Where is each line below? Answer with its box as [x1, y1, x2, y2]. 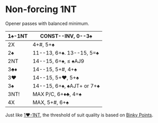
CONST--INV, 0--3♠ [39, 32, 93, 39]
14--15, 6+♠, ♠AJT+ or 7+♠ [32, 82, 100, 89]
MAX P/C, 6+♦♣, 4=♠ [32, 90, 82, 98]
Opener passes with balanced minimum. [5, 20, 90, 26]
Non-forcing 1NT [5, 4, 77, 15]
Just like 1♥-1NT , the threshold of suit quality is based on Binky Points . [5, 112, 153, 118]
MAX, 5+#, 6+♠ [32, 99, 69, 106]
